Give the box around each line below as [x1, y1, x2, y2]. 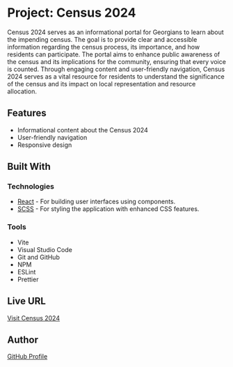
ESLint [17, 267, 36, 276]
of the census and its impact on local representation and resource [7, 79, 196, 88]
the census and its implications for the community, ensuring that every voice [7, 57, 226, 65]
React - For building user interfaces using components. [17, 197, 176, 206]
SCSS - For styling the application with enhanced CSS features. [17, 205, 200, 213]
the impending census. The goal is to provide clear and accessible [7, 35, 198, 43]
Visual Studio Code [17, 245, 73, 253]
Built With [7, 161, 51, 173]
